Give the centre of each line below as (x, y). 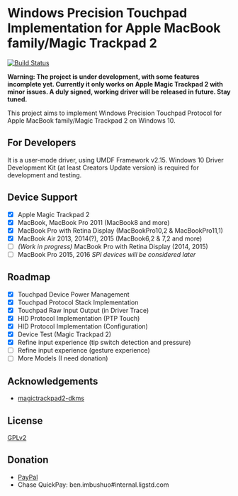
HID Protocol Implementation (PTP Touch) (79, 318)
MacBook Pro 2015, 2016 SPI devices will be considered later (107, 254)
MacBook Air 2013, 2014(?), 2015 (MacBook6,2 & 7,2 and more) (110, 238)
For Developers (42, 143)
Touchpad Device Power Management (73, 294)
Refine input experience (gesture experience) (84, 351)
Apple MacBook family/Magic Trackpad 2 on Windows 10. (91, 120)
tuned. (17, 99)
